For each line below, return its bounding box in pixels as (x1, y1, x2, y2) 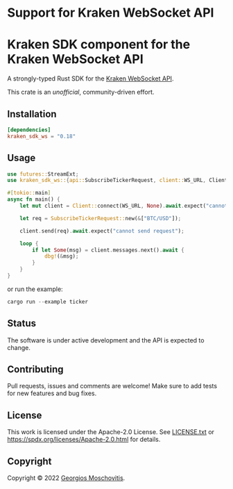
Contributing (7, 363, 64, 375)
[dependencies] (7, 126, 51, 133)
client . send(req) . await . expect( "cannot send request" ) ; (19, 227, 185, 234)
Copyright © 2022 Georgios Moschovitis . (7, 474, 126, 482)
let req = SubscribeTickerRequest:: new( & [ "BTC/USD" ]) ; (19, 215, 182, 222)
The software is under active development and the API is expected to (7, 335, 205, 345)
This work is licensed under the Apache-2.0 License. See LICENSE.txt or (7, 428, 215, 436)
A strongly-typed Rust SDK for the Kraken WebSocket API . (7, 74, 174, 83)
